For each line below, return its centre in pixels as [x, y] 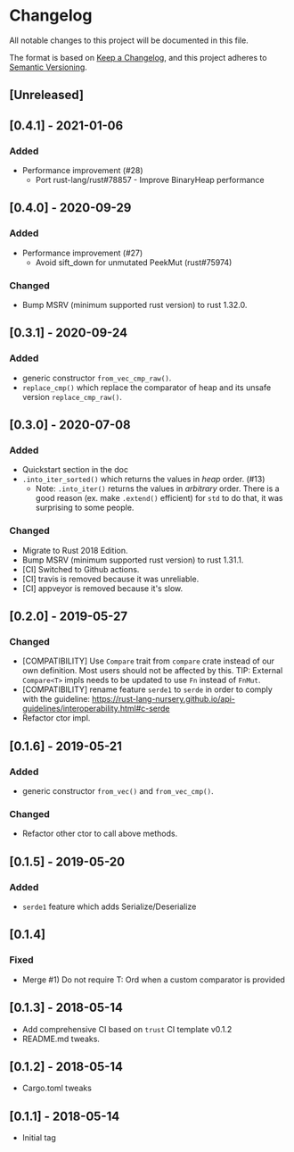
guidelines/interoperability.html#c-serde [96, 709]
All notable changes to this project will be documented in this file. [129, 40]
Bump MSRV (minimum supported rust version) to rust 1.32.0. [135, 305]
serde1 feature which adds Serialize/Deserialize [109, 906]
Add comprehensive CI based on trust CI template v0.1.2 [127, 1029]
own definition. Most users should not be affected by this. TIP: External [152, 671]
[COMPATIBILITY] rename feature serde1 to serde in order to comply [147, 689]
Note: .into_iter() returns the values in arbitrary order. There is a [157, 488]
